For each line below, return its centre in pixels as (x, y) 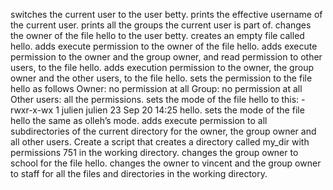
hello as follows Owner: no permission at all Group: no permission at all (156, 88)
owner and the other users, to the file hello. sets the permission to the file (161, 78)
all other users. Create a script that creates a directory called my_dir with (160, 142)
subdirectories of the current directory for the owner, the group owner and (163, 131)
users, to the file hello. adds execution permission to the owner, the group (162, 67)
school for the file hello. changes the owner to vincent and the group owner (166, 163)
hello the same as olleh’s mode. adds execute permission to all (139, 120)
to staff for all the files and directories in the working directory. (139, 173)
